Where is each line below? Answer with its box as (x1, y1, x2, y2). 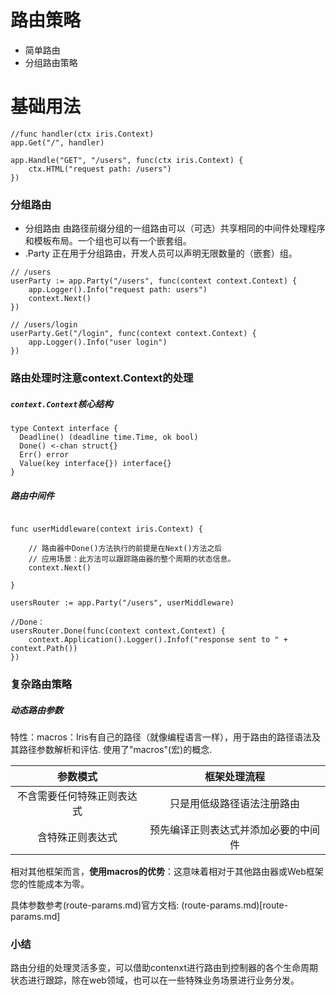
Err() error (19, 450, 70, 460)
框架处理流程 (204, 769, 266, 783)
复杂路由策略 (10, 677, 73, 691)
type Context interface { (10, 424, 118, 434)
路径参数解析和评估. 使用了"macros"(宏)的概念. (18, 743, 213, 755)
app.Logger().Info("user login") (28, 337, 168, 348)
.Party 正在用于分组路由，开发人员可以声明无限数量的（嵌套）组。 (24, 247, 298, 260)
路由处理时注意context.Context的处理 (10, 371, 194, 385)
